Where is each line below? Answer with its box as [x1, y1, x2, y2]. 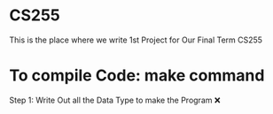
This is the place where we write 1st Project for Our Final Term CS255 [9, 34, 263, 45]
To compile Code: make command [9, 65, 265, 86]
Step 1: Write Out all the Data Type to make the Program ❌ [9, 95, 221, 105]
